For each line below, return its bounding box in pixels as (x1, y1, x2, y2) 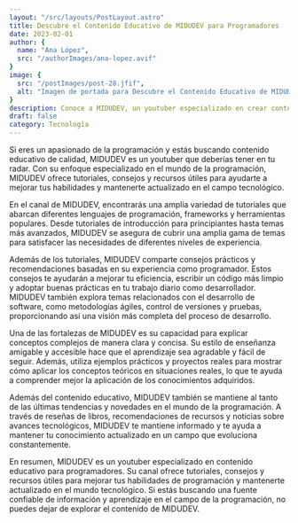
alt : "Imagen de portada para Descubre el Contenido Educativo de (17, 87, 268, 96)
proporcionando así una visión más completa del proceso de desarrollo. (9, 311, 272, 321)
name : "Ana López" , (17, 46, 90, 55)
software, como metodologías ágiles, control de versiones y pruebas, (9, 301, 263, 311)
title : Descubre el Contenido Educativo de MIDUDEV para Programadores (9, 21, 279, 30)
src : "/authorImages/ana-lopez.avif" (17, 54, 157, 63)
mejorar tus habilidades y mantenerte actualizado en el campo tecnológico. (9, 183, 285, 192)
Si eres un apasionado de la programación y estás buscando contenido (9, 144, 270, 155)
